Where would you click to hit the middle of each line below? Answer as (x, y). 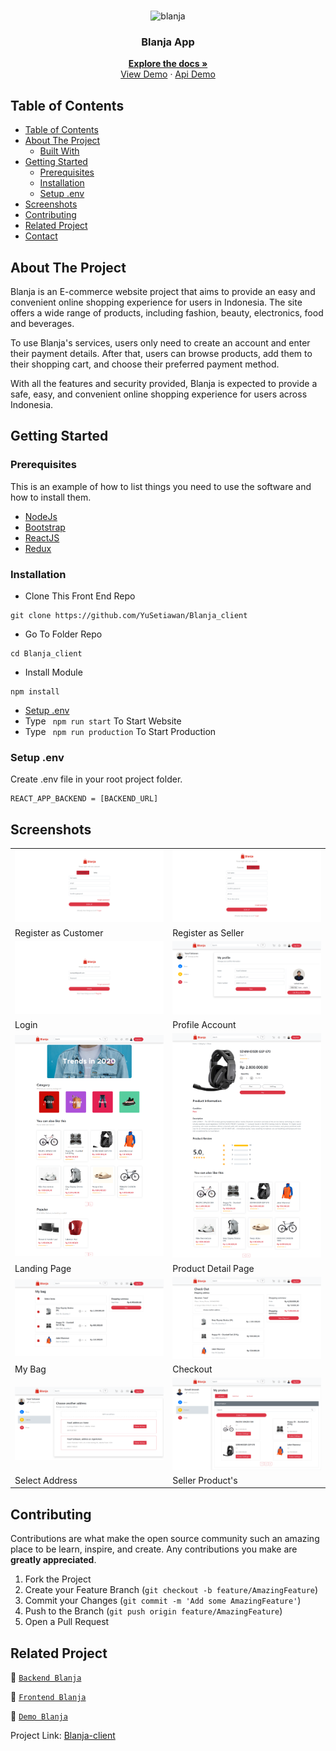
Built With (59, 151)
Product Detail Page (213, 1268)
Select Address (46, 1480)
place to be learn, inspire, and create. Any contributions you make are (154, 1549)
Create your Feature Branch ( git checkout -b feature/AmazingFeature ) (171, 1590)
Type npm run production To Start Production (120, 731)
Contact (41, 236)
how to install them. (51, 497)
